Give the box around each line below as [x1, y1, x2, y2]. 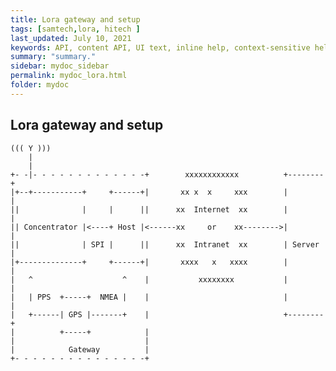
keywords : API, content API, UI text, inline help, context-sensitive [10, 42, 311, 53]
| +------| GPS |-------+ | [10, 309, 150, 320]
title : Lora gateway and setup [10, 14, 141, 25]
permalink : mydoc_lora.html [10, 71, 128, 81]
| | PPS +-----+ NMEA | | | [10, 292, 288, 302]
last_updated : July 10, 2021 [10, 33, 132, 43]
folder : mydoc [10, 80, 70, 90]
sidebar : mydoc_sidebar [10, 61, 110, 71]
